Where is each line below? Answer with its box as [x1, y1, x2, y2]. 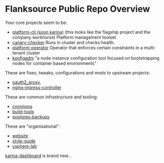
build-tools [12, 109, 34, 115]
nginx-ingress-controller [12, 84, 62, 90]
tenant [12, 50, 25, 56]
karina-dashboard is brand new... [5, 153, 72, 159]
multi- [143, 45, 156, 50]
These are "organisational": [5, 123, 60, 129]
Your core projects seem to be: [5, 20, 68, 25]
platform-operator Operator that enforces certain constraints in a [12, 45, 143, 50]
